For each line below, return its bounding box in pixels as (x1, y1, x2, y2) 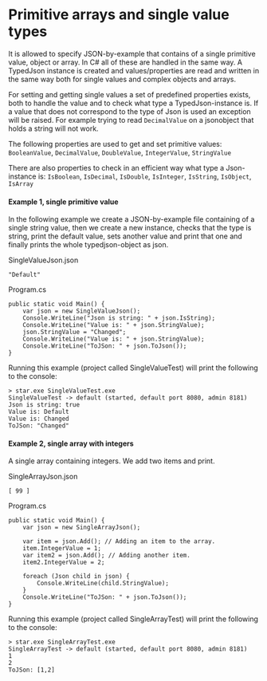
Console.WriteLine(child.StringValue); (37, 580, 170, 588)
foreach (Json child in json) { (22, 573, 130, 581)
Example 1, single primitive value (8, 197, 119, 207)
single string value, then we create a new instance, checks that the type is (8, 223, 252, 233)
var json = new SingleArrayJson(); (22, 524, 141, 532)
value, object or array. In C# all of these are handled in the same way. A (8, 57, 243, 67)
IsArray (8, 179, 34, 188)
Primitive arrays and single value (8, 6, 230, 24)
